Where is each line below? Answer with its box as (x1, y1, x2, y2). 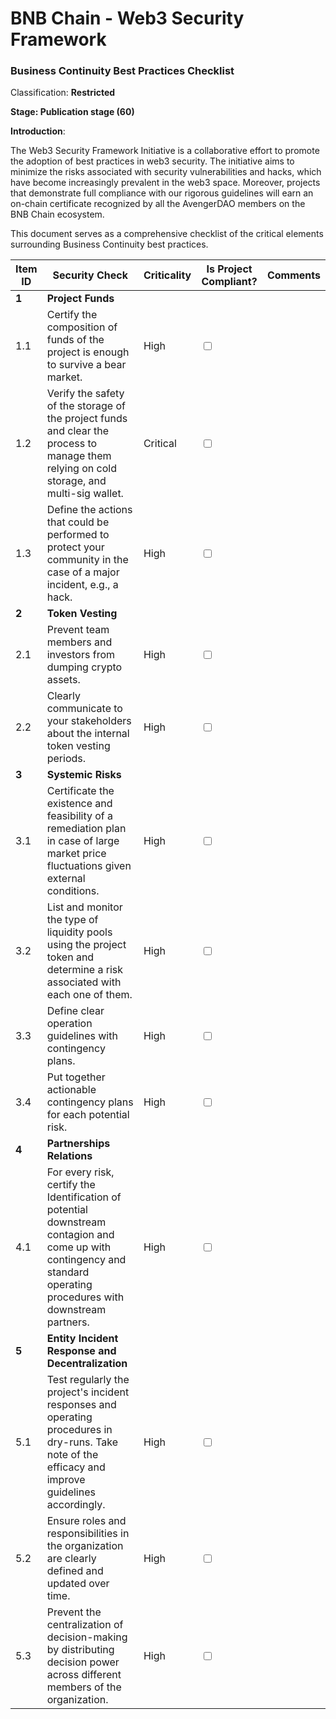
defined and (46, 1564, 104, 1578)
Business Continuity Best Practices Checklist (10, 64, 235, 78)
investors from (46, 648, 115, 662)
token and (46, 950, 95, 964)
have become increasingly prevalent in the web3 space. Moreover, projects (10, 177, 321, 189)
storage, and (46, 474, 107, 488)
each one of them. (46, 988, 133, 1002)
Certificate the (46, 784, 115, 798)
